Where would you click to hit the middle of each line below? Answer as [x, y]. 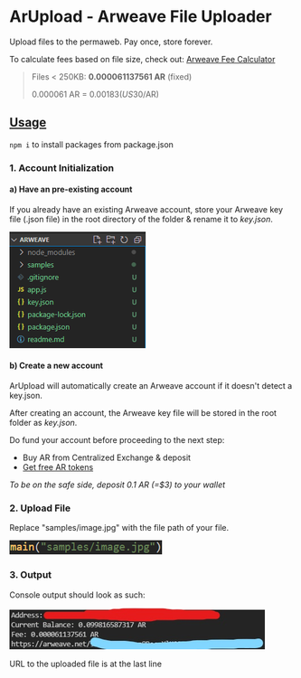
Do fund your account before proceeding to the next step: [117, 440]
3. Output [31, 575]
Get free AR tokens [58, 467]
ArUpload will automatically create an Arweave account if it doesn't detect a [151, 386]
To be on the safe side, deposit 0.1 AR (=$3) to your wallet [118, 485]
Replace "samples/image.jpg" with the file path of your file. [119, 528]
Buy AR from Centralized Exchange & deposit [107, 457]
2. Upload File [40, 508]
